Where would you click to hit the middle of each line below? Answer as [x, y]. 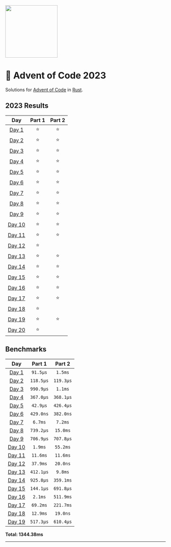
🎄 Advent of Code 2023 [56, 76]
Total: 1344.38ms [24, 534]
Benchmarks [26, 349]
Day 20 [17, 330]
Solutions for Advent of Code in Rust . [44, 89]
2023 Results [27, 106]
